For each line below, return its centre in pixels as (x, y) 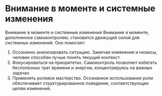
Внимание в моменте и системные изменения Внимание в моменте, (77, 32)
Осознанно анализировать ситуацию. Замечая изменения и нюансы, (85, 52)
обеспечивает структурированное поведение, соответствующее (81, 83)
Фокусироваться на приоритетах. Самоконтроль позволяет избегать (85, 62)
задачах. (21, 73)
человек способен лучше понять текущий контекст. (66, 57)
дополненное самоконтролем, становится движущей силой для (72, 38)
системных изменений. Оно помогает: (45, 42)
